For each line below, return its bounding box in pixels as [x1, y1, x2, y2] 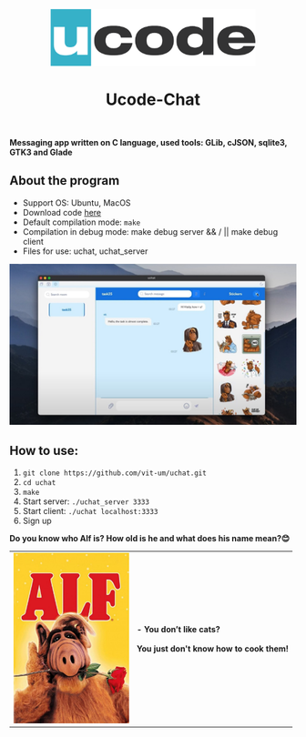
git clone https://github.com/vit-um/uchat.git [22, 469, 207, 478]
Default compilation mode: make [22, 217, 141, 227]
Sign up [22, 515, 52, 527]
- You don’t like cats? [136, 623, 220, 634]
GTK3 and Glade [9, 146, 73, 157]
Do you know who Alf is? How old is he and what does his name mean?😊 [9, 533, 291, 544]
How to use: [9, 442, 79, 459]
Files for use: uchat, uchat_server [22, 246, 148, 257]
